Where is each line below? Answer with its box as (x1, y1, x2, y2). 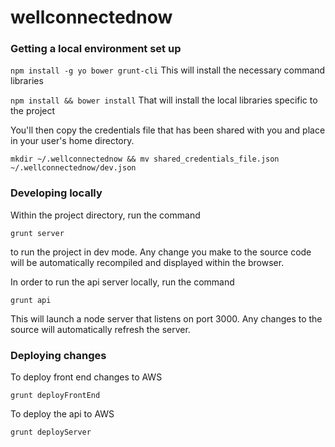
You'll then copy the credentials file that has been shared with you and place (10, 124, 326, 136)
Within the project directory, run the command (10, 209, 201, 221)
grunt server (10, 228, 65, 238)
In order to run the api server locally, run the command (10, 276, 235, 288)
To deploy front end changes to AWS (10, 371, 163, 383)
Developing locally (10, 186, 103, 200)
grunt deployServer (10, 427, 92, 438)
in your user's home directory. (10, 135, 135, 147)
